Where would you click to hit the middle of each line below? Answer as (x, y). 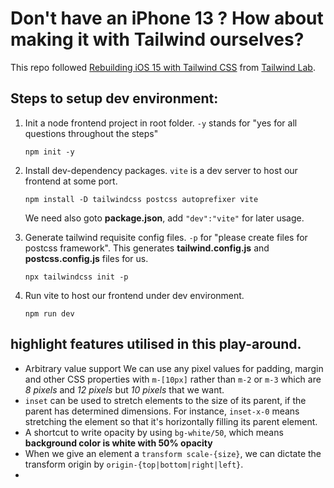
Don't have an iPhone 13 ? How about (167, 18)
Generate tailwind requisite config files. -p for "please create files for (166, 237)
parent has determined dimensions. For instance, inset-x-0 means (162, 411)
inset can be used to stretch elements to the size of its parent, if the (165, 400)
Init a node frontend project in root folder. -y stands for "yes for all (161, 123)
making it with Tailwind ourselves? (157, 39)
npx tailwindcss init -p (76, 277)
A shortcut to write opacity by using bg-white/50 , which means (154, 432)
